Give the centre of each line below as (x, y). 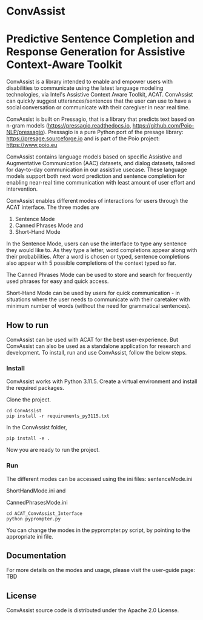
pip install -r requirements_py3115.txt (58, 416)
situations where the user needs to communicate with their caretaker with (98, 299)
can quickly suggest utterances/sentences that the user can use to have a (99, 101)
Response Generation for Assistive (96, 52)
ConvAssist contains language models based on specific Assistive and (94, 157)
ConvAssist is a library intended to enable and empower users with (90, 82)
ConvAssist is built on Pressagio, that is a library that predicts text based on (101, 119)
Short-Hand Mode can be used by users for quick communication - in (93, 293)
